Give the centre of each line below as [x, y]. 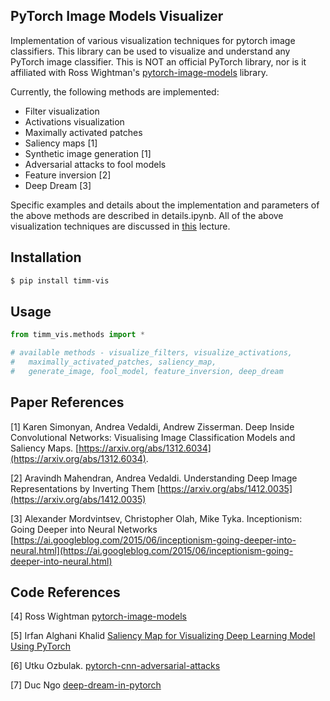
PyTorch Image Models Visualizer [117, 16]
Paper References [67, 402]
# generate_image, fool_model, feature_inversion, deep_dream [147, 371]
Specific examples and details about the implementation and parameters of [165, 205]
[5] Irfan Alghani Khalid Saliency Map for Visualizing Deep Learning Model [163, 636]
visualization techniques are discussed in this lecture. [120, 226]
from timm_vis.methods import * [77, 335]
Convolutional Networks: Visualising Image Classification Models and [153, 437]
